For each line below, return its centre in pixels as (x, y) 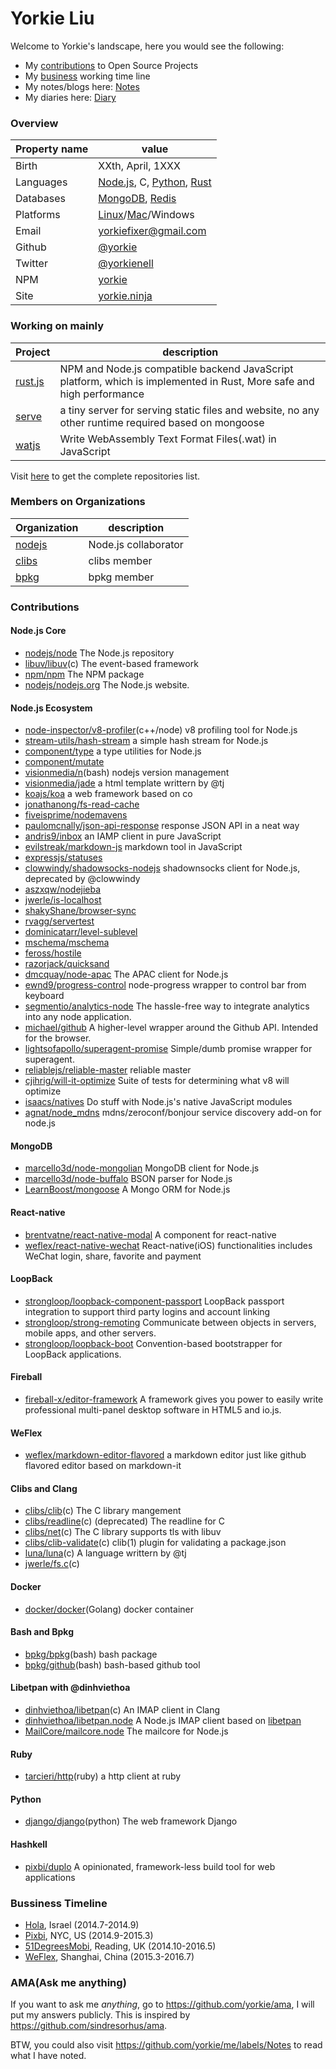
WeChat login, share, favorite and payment (113, 1256)
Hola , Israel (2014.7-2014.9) (82, 1924)
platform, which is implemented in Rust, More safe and (187, 381)
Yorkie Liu (52, 18)
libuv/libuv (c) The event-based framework (111, 663)
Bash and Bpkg (42, 1632)
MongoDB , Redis (137, 199)
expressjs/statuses (63, 858)
